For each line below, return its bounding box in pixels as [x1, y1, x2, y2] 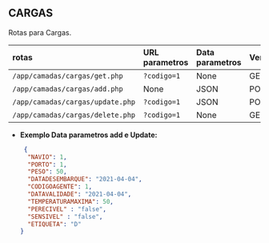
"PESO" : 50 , [27, 168, 67, 176]
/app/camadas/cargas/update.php [12, 97, 136, 107]
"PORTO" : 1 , [27, 160, 67, 168]
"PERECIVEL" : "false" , [27, 205, 106, 213]
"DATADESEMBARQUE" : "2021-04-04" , [27, 176, 143, 184]
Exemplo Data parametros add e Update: [19, 130, 158, 140]
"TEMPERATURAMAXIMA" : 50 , [27, 197, 114, 205]
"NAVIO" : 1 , [27, 152, 67, 161]
